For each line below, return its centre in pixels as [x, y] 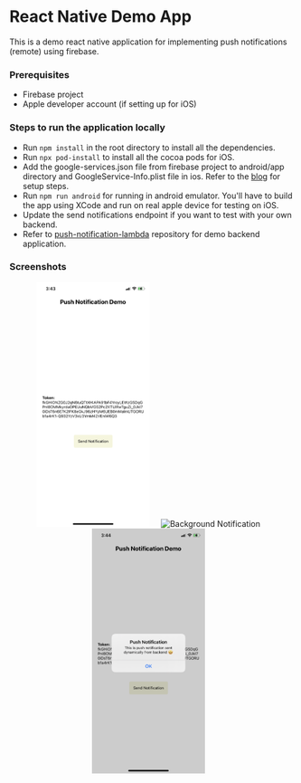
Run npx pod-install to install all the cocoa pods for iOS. [128, 157]
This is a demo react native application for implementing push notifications [148, 42]
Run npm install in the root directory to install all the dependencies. [149, 148]
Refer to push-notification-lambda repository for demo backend [141, 234]
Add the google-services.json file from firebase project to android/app [153, 167]
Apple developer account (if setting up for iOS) [109, 104]
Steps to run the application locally [87, 128]
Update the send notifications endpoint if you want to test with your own [157, 215]
